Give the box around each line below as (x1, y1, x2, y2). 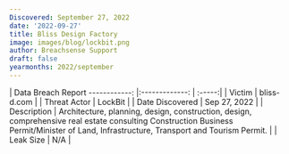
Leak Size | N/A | (9, 134, 72, 145)
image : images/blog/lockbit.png (9, 37, 130, 47)
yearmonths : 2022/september (9, 63, 115, 72)
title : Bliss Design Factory (9, 29, 118, 38)
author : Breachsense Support (9, 46, 118, 55)
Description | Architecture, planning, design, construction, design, (9, 106, 252, 117)
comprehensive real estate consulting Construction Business (9, 115, 234, 126)
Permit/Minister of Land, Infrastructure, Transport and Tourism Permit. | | (9, 125, 277, 135)
